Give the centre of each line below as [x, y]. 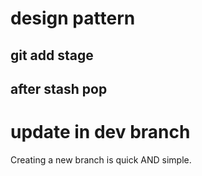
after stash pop [59, 88]
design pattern [73, 18]
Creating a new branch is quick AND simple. [101, 159]
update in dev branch [100, 132]
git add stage [52, 55]
